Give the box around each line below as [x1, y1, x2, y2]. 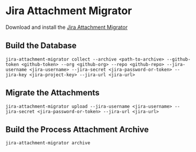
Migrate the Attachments [5, 88, 100, 98]
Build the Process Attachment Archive [5, 124, 149, 134]
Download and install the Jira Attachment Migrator [5, 24, 128, 31]
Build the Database [5, 41, 77, 51]
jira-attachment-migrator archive [5, 140, 91, 146]
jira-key [5, 72, 27, 78]
